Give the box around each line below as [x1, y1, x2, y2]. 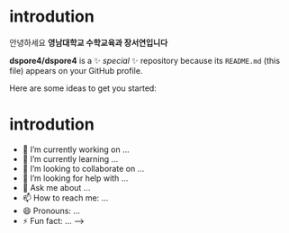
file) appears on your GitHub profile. [9, 65, 143, 76]
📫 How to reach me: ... [22, 192, 109, 203]
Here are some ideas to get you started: [9, 83, 158, 94]
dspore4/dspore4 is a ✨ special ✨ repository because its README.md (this [9, 55, 281, 66]
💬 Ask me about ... [22, 182, 91, 193]
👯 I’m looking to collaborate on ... [22, 163, 145, 174]
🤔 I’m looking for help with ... [22, 173, 129, 184]
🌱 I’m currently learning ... [22, 153, 119, 164]
